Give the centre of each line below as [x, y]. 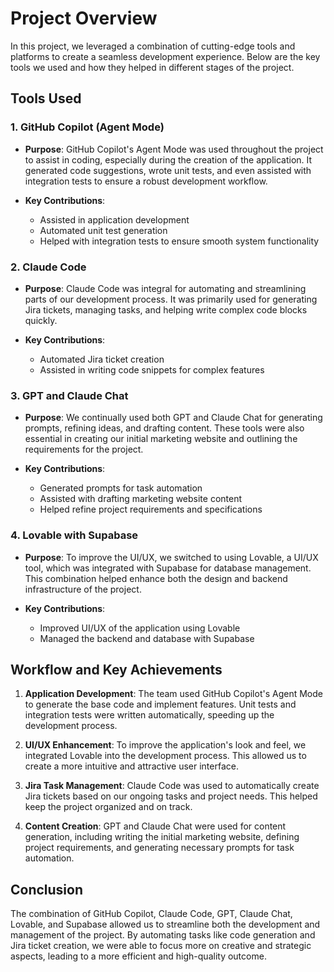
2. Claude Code [48, 267]
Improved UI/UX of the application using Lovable [140, 628]
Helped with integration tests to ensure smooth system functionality [179, 241]
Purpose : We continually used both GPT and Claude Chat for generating [173, 418]
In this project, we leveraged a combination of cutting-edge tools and [153, 46]
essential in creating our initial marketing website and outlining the [161, 439]
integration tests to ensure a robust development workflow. [146, 181]
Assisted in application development [114, 219]
